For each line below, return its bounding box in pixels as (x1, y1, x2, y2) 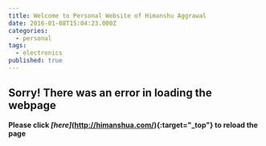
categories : (8, 26, 48, 34)
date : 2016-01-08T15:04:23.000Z (8, 19, 117, 27)
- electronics (15, 49, 63, 57)
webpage (8, 99, 56, 112)
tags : (8, 42, 27, 50)
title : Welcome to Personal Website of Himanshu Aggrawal (8, 11, 207, 20)
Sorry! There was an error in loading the (8, 86, 212, 100)
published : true (8, 57, 63, 65)
